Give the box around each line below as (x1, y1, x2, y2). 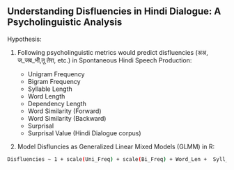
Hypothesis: (7, 35, 42, 43)
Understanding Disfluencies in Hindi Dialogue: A (7, 6, 221, 17)
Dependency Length (27, 99, 87, 108)
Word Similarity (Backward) (27, 114, 107, 122)
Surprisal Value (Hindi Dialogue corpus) (27, 128, 141, 137)
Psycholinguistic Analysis (7, 17, 123, 28)
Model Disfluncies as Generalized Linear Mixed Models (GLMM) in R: (17, 142, 215, 151)
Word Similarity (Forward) (27, 107, 102, 115)
